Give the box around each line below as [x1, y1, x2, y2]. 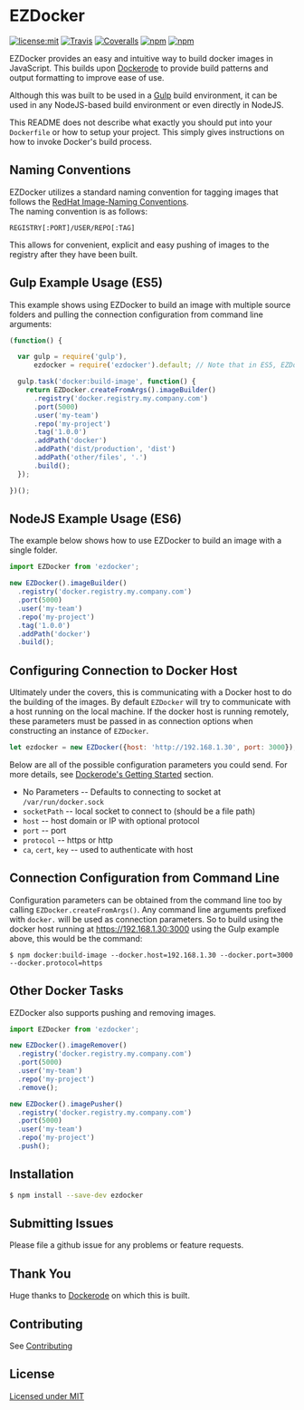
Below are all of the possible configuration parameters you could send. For [9, 758, 288, 770]
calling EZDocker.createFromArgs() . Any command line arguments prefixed [9, 903, 287, 915]
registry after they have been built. [9, 248, 138, 259]
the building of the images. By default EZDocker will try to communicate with [9, 697, 291, 708]
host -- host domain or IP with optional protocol [22, 815, 200, 826]
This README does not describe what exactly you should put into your [9, 117, 273, 128]
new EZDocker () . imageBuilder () [9, 579, 128, 588]
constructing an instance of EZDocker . [9, 726, 149, 737]
